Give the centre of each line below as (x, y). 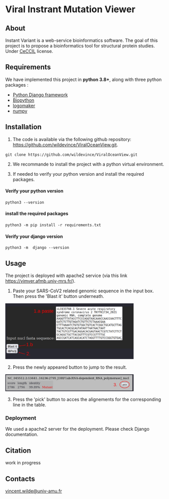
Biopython (23, 100)
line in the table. (30, 405)
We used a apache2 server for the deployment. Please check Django (77, 429)
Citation (18, 450)
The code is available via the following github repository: (72, 139)
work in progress (23, 463)
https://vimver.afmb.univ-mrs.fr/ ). (40, 281)
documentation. (22, 434)
